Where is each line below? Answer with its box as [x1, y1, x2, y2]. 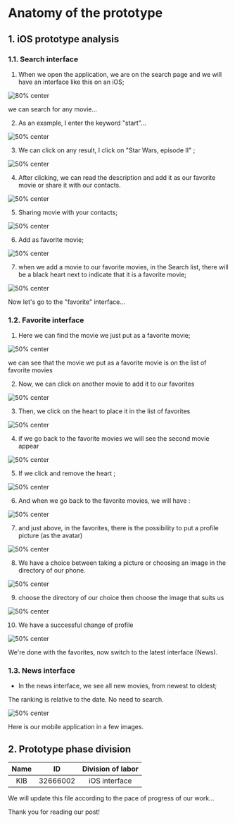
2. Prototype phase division [8, 743, 132, 755]
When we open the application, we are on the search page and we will [18, 70, 222, 78]
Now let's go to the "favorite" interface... [8, 298, 126, 306]
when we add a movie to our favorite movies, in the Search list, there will [18, 262, 229, 271]
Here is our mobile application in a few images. [8, 723, 144, 731]
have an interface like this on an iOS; [18, 78, 125, 86]
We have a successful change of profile [18, 621, 134, 629]
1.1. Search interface [8, 54, 79, 64]
